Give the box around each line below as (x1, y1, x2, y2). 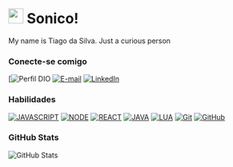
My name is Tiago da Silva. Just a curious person (8, 36, 171, 46)
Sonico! (26, 10, 79, 28)
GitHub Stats (8, 132, 59, 143)
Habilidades (8, 94, 56, 105)
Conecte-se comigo (8, 56, 88, 67)
